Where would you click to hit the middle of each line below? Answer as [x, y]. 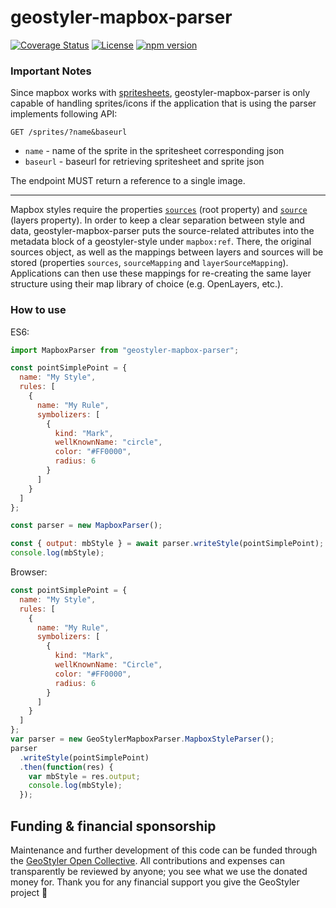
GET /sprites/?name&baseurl [69, 132]
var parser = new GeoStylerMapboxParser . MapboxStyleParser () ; [142, 739]
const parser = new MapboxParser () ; [86, 526]
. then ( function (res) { [66, 767]
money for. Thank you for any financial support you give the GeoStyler [155, 882]
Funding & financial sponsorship [113, 826]
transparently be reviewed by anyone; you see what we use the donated [159, 871]
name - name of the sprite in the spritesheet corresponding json [154, 151]
